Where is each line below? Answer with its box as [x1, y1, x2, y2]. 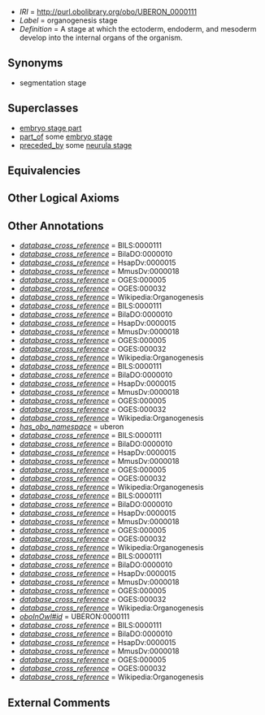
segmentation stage [19, 77, 87, 88]
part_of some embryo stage [19, 132, 113, 141]
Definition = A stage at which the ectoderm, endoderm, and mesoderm [19, 24, 257, 33]
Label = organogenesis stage [19, 15, 118, 25]
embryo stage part [19, 123, 82, 132]
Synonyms [7, 56, 63, 70]
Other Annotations [7, 219, 104, 232]
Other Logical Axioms [7, 191, 119, 206]
